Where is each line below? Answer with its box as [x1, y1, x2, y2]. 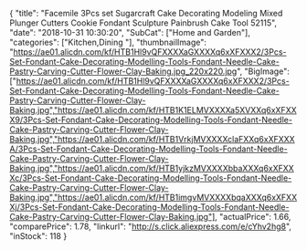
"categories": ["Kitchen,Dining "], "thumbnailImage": [9, 36, 207, 47]
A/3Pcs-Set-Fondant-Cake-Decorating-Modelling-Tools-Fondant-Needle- [9, 143, 288, 154]
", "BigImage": [236, 66, 290, 77]
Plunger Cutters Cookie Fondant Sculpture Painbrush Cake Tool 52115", [9, 17, 277, 28]
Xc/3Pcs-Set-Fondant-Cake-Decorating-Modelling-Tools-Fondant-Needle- [9, 172, 292, 183]
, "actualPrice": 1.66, [214, 212, 291, 222]
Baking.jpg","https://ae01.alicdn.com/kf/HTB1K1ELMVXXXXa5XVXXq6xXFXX [9, 105, 297, 115]
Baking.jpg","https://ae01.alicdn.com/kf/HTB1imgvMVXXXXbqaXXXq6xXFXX [9, 192, 298, 203]
